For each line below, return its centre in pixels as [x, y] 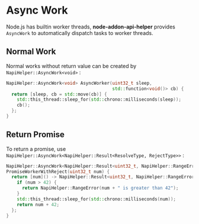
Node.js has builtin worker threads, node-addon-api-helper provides [91, 27]
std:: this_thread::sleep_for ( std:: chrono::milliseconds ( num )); [97, 199]
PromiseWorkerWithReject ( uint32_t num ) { [58, 172]
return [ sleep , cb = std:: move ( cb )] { [60, 94]
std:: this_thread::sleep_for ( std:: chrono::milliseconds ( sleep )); [99, 100]
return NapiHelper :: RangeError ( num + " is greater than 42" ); [100, 188]
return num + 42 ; [38, 204]
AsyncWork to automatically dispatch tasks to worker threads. [80, 33]
